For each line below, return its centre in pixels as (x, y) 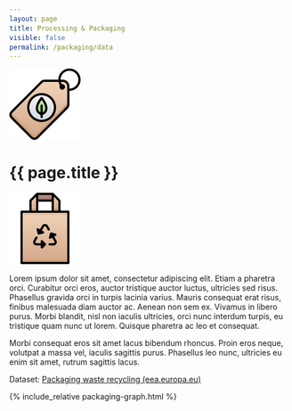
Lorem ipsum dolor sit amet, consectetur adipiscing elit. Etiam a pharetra (142, 279)
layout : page (33, 19)
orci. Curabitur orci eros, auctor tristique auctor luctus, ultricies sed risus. (144, 288)
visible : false (37, 37)
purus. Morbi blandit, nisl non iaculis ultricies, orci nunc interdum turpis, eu (146, 316)
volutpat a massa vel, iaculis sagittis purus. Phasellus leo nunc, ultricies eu (146, 353)
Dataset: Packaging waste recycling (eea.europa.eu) (105, 380)
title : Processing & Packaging (67, 28)
